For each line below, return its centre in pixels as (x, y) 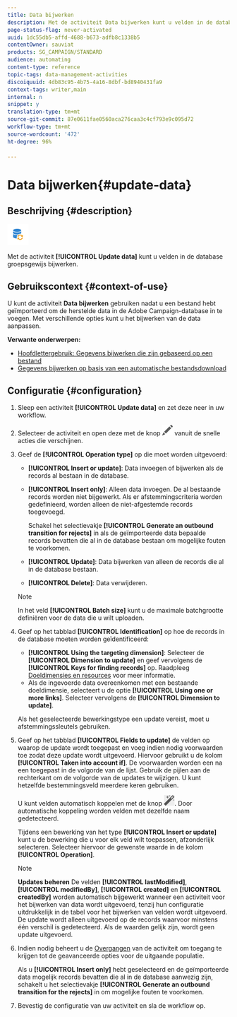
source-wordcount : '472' (44, 134)
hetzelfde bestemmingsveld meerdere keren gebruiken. (98, 785)
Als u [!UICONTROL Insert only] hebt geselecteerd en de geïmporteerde (123, 969)
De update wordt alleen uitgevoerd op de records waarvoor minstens (118, 919)
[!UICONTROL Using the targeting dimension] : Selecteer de (116, 653)
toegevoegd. (47, 512)
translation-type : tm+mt (44, 112)
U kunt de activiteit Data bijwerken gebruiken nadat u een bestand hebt (112, 303)
